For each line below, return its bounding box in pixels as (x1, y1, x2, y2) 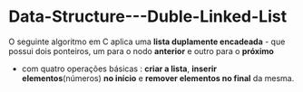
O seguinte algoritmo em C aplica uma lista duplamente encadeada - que (8, 36, 286, 47)
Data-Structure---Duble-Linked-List (8, 6, 288, 27)
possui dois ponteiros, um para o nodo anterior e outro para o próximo (8, 45, 274, 56)
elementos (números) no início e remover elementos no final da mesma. (21, 72, 295, 83)
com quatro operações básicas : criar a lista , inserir (21, 63, 217, 74)
